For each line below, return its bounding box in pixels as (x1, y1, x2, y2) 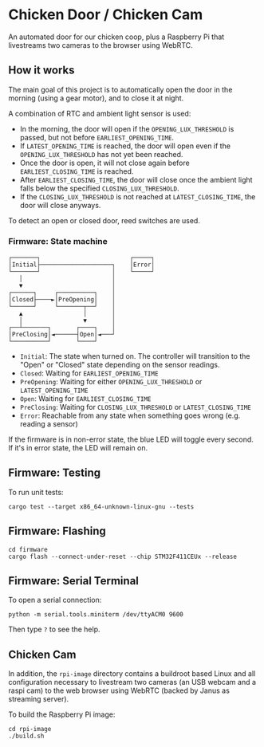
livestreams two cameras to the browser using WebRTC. (8, 40, 193, 49)
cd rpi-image (8, 725, 52, 733)
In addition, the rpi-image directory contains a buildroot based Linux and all (8, 669, 256, 678)
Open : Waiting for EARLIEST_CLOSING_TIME (19, 394, 152, 403)
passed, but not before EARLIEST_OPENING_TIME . (19, 132, 174, 142)
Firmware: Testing (8, 466, 101, 480)
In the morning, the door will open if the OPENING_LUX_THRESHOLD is (19, 124, 234, 133)
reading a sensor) (19, 419, 78, 429)
